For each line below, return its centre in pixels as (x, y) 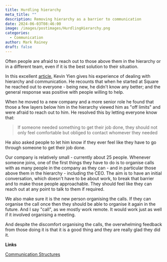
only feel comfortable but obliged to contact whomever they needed (87, 132)
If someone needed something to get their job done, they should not (87, 127)
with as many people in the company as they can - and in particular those (81, 168)
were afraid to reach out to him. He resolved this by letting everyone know (81, 112)
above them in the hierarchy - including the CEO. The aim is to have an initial (83, 173)
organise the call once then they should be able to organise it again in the (81, 204)
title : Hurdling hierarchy (33, 10)
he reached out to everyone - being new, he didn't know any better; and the (83, 87)
